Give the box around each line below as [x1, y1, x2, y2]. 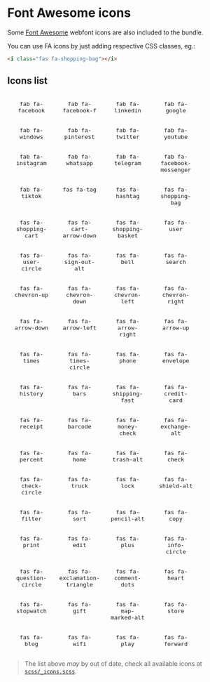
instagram [16, 159, 47, 166]
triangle [66, 581, 93, 588]
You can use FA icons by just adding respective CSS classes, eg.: [7, 41, 196, 50]
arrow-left [62, 324, 97, 332]
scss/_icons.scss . [24, 667, 77, 675]
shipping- [112, 390, 143, 398]
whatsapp [66, 159, 93, 166]
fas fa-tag [62, 185, 97, 193]
